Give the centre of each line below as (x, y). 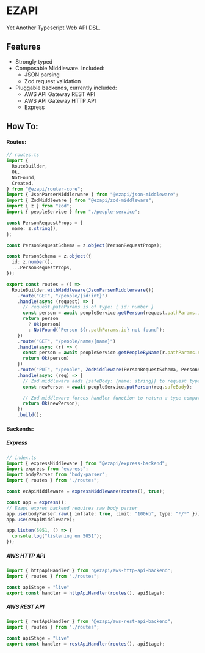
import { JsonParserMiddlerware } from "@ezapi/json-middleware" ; (92, 195)
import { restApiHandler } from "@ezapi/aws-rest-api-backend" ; (90, 622)
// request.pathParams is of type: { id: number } (88, 307)
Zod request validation (52, 81)
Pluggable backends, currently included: (66, 88)
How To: (22, 126)
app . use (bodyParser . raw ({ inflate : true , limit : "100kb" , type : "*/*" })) (103, 514)
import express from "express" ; (47, 469)
